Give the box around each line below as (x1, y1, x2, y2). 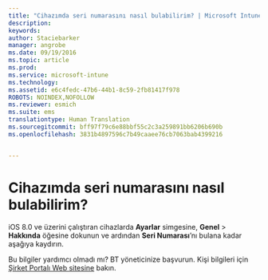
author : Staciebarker (8, 34, 81, 42)
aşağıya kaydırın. (8, 239, 64, 248)
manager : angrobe (8, 41, 66, 49)
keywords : (8, 26, 41, 34)
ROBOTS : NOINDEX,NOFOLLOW (8, 93, 94, 101)
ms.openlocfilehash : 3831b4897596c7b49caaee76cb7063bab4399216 (8, 130, 223, 138)
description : (8, 19, 52, 27)
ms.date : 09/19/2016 (8, 49, 77, 57)
